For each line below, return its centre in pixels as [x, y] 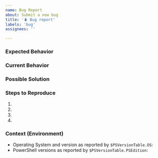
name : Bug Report [24, 10]
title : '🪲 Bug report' [30, 19]
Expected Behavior [29, 52]
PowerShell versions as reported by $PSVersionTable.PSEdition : [80, 150]
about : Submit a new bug [32, 15]
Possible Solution [27, 79]
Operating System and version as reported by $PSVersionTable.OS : [83, 145]
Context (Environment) [34, 134]
